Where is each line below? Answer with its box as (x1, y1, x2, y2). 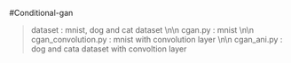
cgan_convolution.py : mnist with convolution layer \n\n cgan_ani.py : (30, 35, 283, 44)
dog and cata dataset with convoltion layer (30, 43, 187, 54)
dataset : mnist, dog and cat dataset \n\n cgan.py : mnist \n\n (30, 25, 255, 35)
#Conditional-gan (9, 8, 74, 18)
